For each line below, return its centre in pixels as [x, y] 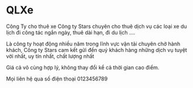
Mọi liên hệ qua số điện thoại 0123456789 [57, 79]
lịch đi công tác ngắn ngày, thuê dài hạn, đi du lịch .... [71, 32]
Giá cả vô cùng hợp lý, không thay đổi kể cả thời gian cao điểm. [83, 67]
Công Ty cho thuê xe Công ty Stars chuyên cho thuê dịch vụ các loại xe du [97, 26]
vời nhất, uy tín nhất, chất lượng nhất [50, 56]
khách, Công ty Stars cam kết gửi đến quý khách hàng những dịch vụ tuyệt [97, 50]
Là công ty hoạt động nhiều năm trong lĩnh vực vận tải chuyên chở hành [93, 44]
